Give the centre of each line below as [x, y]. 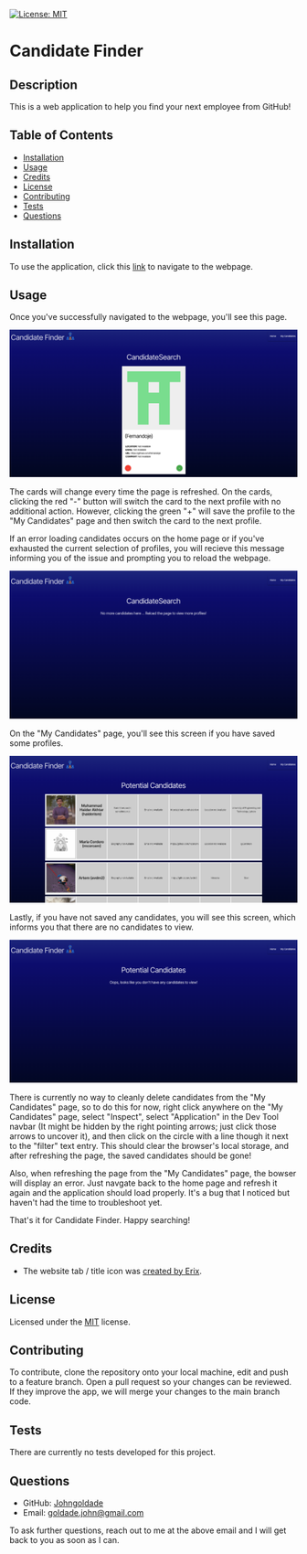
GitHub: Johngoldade [63, 1503]
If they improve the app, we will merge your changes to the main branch [145, 1392]
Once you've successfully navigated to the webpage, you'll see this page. [148, 317]
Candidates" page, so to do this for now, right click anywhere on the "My [146, 1107]
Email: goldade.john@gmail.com [83, 1512]
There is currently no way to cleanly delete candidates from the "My [138, 1097]
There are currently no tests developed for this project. [113, 1453]
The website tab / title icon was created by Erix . [112, 1271]
